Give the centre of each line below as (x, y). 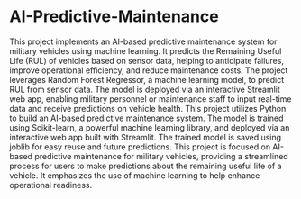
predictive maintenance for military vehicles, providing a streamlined (161, 156)
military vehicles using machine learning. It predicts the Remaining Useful (146, 50)
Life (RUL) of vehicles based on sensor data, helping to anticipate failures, (146, 60)
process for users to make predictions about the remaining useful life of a (146, 166)
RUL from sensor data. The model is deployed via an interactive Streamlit (145, 89)
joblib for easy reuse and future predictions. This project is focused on (140, 147)
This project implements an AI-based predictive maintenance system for (143, 41)
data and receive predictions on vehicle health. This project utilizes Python (148, 108)
